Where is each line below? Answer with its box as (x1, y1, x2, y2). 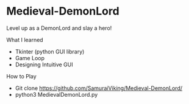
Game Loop (15, 54, 45, 61)
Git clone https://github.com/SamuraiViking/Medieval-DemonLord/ (15, 84, 183, 92)
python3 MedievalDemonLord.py (15, 91, 98, 98)
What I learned (6, 36, 44, 43)
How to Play (6, 72, 37, 80)
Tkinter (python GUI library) (15, 47, 85, 55)
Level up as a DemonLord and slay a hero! (6, 24, 112, 32)
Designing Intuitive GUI (15, 61, 73, 68)
